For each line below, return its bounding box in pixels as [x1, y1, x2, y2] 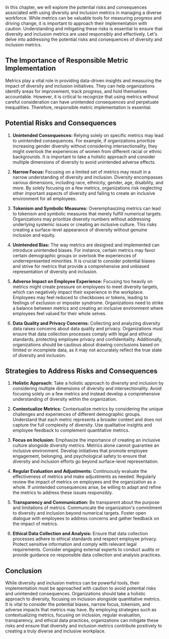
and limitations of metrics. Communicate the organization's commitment [12, 505, 162, 511]
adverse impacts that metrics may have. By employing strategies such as [5, 607, 157, 613]
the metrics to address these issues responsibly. [12, 489, 113, 495]
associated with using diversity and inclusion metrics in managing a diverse [5, 10, 162, 16]
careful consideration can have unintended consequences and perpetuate [5, 99, 159, 105]
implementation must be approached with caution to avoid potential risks [5, 585, 156, 591]
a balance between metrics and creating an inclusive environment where [12, 305, 163, 311]
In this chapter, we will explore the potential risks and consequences [5, 5, 147, 10]
